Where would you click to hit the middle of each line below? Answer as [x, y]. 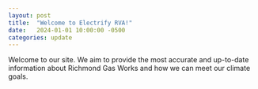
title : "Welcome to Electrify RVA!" [70, 23]
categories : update [40, 37]
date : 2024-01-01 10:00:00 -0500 [67, 30]
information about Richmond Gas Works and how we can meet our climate [129, 69]
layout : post [30, 15]
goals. [18, 76]
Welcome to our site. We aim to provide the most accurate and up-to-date [129, 60]
